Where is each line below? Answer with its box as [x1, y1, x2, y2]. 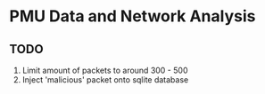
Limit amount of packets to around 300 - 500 [21, 65, 188, 75]
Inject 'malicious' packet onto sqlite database [21, 74, 189, 85]
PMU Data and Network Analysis [9, 6, 256, 27]
